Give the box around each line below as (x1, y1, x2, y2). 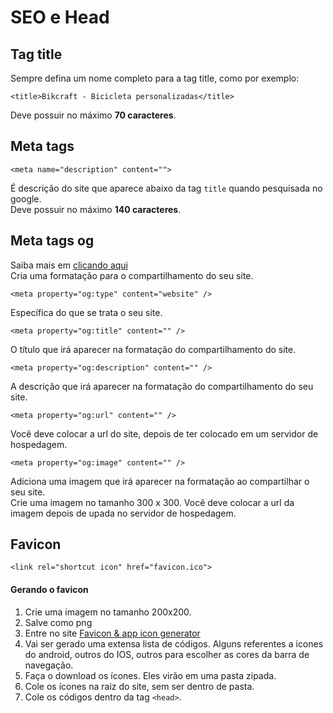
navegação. (24, 659, 74, 671)
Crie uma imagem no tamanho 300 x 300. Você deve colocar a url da (10, 496, 295, 508)
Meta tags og (10, 232, 95, 250)
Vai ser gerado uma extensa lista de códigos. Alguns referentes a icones (24, 637, 324, 650)
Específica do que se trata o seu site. (10, 306, 163, 318)
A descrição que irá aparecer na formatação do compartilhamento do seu (10, 380, 314, 392)
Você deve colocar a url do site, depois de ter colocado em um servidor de (10, 427, 319, 440)
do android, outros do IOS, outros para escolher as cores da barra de (24, 648, 310, 660)
